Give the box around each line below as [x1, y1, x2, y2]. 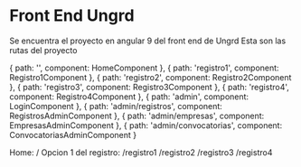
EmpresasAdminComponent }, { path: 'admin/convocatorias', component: [9, 119, 283, 131]
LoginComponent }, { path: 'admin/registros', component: [9, 100, 223, 111]
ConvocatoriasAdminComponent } [9, 129, 137, 140]
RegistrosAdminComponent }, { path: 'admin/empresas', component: [9, 110, 265, 121]
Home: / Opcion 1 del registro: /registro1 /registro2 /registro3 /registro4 [9, 146, 273, 158]
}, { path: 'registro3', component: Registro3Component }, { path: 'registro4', [9, 81, 289, 92]
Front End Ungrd [9, 5, 135, 26]
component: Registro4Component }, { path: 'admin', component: [9, 91, 249, 102]
